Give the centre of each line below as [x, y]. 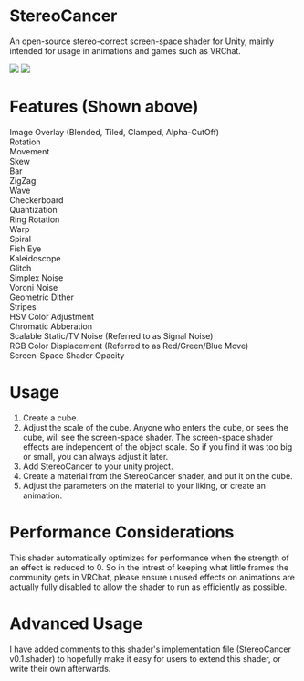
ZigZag [23, 180]
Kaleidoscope [35, 258]
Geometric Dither [42, 297]
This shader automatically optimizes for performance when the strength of [150, 558]
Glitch [21, 268]
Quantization [33, 209]
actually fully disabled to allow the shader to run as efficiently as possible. [148, 587]
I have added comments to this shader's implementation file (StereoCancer [151, 649]
